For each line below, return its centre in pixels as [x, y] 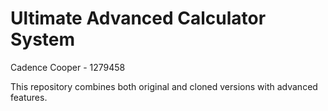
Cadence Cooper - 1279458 [68, 67]
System [43, 39]
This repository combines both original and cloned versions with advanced [164, 86]
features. [29, 97]
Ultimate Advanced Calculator [138, 18]
